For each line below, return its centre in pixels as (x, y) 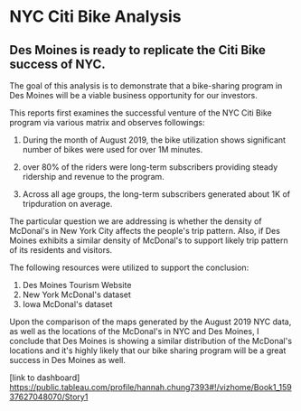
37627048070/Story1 (49, 397)
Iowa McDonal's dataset (67, 304)
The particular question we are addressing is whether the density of (136, 221)
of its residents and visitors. (61, 250)
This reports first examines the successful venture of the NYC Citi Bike (141, 113)
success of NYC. (57, 64)
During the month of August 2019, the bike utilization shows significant (154, 140)
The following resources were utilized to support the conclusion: (129, 267)
